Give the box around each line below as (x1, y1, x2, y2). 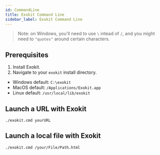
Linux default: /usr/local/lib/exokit (12, 90, 90, 96)
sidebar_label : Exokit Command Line (5, 17, 83, 22)
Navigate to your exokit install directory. (12, 69, 97, 76)
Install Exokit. (12, 64, 41, 70)
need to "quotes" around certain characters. (17, 36, 110, 42)
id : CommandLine (5, 7, 39, 13)
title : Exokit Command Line (5, 12, 65, 17)
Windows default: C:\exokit (12, 79, 71, 85)
